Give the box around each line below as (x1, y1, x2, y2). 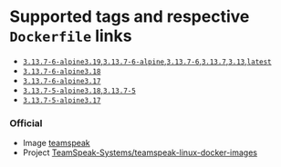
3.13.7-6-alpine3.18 (22, 66, 101, 76)
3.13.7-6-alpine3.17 (22, 76, 101, 85)
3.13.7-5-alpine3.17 (22, 95, 101, 105)
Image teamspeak (22, 138, 91, 149)
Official (9, 116, 43, 129)
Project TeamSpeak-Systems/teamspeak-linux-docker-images (22, 147, 258, 158)
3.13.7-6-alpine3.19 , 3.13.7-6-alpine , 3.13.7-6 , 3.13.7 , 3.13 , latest (22, 55, 272, 66)
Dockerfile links (9, 25, 132, 46)
